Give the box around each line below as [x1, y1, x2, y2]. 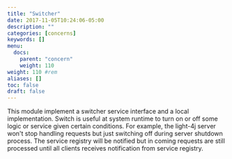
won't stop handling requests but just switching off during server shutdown [7, 130, 223, 138]
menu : [7, 43, 23, 50]
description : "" [7, 23, 54, 30]
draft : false [7, 88, 45, 95]
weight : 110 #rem [7, 68, 58, 75]
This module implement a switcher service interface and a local [7, 107, 190, 116]
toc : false [7, 82, 39, 89]
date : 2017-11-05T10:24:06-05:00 [7, 17, 105, 24]
